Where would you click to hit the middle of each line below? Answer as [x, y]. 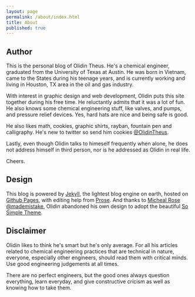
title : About [22, 22]
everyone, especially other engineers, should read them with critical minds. [97, 257]
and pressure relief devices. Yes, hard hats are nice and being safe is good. [97, 114]
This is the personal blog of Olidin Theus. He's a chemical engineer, [88, 66]
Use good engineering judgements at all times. [63, 264]
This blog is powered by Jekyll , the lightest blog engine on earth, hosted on [97, 194]
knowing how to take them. [39, 288]
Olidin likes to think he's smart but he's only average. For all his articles [92, 245]
